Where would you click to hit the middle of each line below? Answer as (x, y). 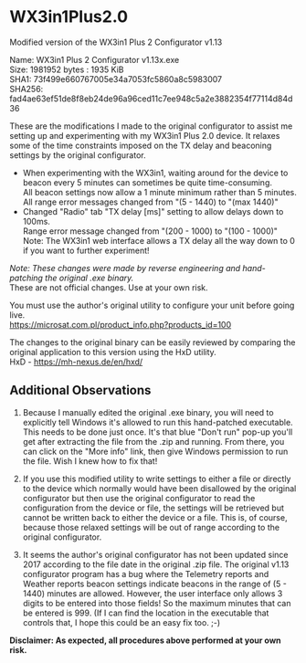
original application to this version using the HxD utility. (113, 352)
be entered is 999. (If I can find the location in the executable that (146, 613)
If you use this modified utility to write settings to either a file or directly (157, 479)
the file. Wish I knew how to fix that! (90, 461)
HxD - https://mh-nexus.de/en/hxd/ (76, 362)
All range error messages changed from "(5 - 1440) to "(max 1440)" (150, 202)
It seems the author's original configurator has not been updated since (156, 554)
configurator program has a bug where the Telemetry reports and (146, 574)
